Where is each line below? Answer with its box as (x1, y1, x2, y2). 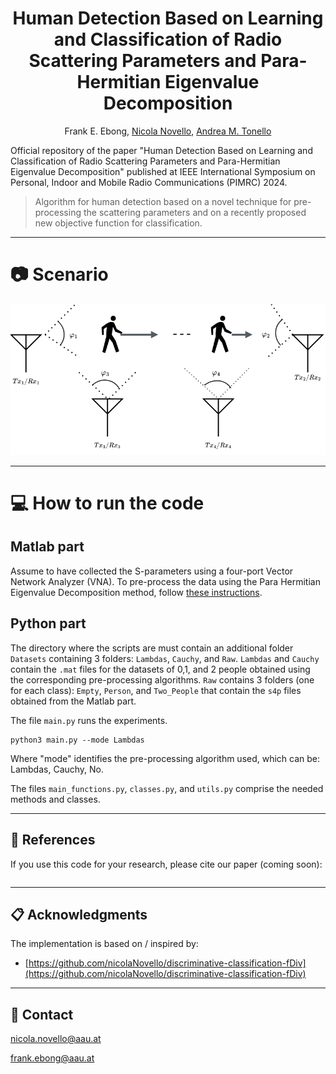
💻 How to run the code (10, 492, 205, 515)
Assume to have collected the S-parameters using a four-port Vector (10, 565, 294, 577)
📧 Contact (10, 1006, 74, 1023)
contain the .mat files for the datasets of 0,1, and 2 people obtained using (10, 663, 311, 675)
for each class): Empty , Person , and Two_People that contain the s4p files (10, 684, 302, 696)
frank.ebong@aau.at (10, 1052, 95, 1064)
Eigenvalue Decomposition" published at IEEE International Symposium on (10, 165, 316, 177)
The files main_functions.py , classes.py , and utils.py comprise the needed (10, 782, 324, 794)
